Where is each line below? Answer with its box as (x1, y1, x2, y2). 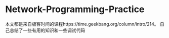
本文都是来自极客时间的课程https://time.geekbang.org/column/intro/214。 (5, 21, 159, 27)
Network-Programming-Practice (5, 4, 145, 15)
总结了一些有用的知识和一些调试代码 (9, 27, 85, 33)
